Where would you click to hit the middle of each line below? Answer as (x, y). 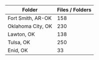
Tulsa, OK (19, 42)
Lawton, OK (21, 34)
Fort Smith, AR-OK (30, 18)
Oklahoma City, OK (30, 26)
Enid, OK (18, 50)
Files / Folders (74, 10)
